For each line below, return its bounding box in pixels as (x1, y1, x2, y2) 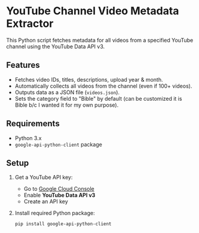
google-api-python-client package (14, 141, 103, 148)
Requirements (6, 119, 60, 129)
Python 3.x (14, 134, 42, 141)
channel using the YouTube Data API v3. (6, 43, 105, 50)
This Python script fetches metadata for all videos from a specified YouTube (6, 36, 194, 44)
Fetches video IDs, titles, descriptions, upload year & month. (14, 76, 163, 83)
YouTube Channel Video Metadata (6, 4, 179, 18)
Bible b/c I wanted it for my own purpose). (14, 101, 119, 108)
